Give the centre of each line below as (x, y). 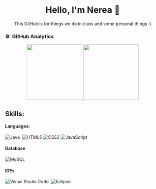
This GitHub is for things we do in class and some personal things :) (83, 24)
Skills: (15, 113)
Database (15, 148)
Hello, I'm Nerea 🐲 (83, 10)
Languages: (18, 126)
